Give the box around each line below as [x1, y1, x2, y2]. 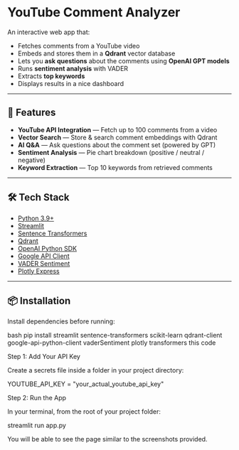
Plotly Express [17, 267, 60, 275]
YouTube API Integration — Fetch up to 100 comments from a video [17, 125, 218, 134]
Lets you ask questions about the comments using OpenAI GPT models [17, 56, 230, 65]
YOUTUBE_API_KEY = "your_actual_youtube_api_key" [7, 380, 164, 388]
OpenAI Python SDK [17, 244, 77, 252]
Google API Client [17, 252, 70, 260]
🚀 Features [7, 107, 56, 119]
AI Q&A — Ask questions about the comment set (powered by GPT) [17, 140, 216, 149]
